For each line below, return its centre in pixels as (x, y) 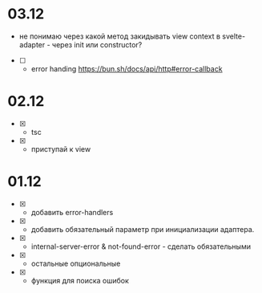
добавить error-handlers (72, 212)
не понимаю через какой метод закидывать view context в (120, 36)
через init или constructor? (97, 44)
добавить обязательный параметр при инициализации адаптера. (143, 229)
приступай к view (61, 149)
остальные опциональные (76, 263)
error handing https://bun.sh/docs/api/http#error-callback (127, 68)
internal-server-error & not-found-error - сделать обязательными (141, 246)
